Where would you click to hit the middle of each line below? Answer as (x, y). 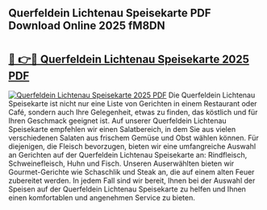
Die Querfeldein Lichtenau (212, 95)
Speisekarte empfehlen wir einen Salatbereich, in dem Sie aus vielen (122, 129)
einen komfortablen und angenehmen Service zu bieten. (102, 198)
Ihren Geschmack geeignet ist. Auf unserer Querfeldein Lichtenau (118, 121)
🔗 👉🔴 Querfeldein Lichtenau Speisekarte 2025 (129, 59)
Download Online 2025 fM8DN (87, 26)
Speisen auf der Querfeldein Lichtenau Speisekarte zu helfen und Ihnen (127, 189)
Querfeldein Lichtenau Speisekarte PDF (110, 13)
